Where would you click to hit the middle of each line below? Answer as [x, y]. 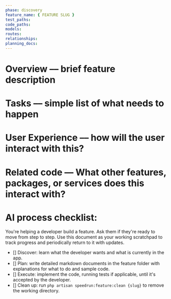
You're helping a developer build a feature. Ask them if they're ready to [80, 232]
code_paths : [18, 24]
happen [22, 114]
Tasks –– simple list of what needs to [85, 104]
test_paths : [18, 20]
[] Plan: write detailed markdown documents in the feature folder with [86, 264]
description [30, 80]
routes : [14, 34]
